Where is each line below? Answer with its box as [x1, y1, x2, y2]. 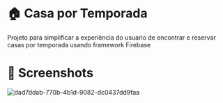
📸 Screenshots [7, 65, 94, 81]
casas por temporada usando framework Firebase [7, 40, 151, 49]
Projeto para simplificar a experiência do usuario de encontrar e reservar [7, 33, 216, 42]
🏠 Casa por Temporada [7, 6, 148, 22]
